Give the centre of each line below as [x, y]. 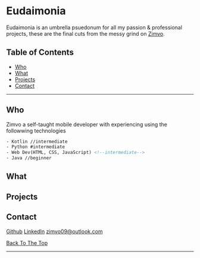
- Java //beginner [29, 158]
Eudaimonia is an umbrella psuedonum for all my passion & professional [94, 27]
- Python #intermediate [36, 147]
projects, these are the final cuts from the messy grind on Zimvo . [85, 33]
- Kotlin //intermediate [37, 141]
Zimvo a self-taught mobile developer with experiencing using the [87, 124]
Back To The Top [27, 243]
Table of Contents [40, 53]
